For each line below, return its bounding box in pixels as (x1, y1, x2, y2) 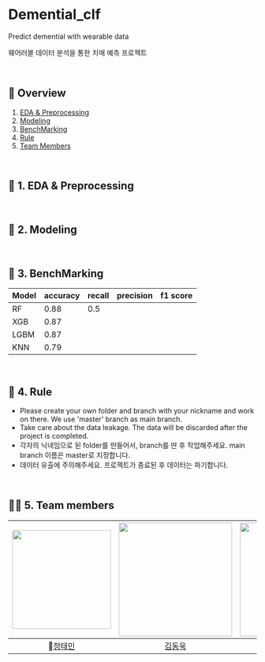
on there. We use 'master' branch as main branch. (19, 414, 183, 424)
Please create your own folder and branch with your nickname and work (19, 406, 255, 415)
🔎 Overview (8, 87, 66, 100)
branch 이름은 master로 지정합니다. (19, 451, 131, 459)
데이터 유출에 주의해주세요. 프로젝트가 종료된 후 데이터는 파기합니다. (19, 460, 229, 469)
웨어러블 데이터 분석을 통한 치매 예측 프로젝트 (8, 47, 147, 57)
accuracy (43, 290, 80, 301)
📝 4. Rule (8, 385, 53, 398)
